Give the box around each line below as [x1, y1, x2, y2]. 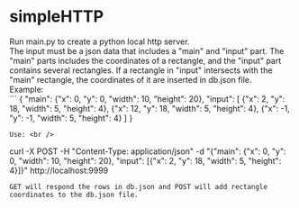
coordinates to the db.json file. [9, 190, 140, 199]
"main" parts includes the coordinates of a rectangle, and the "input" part [9, 55, 282, 66]
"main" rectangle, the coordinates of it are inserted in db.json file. [9, 74, 252, 85]
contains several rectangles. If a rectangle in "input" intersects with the [9, 65, 273, 76]
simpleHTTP [9, 6, 104, 27]
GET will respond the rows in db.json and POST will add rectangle [9, 182, 268, 191]
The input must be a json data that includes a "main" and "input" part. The [9, 45, 285, 56]
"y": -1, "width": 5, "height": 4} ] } [9, 113, 133, 123]
